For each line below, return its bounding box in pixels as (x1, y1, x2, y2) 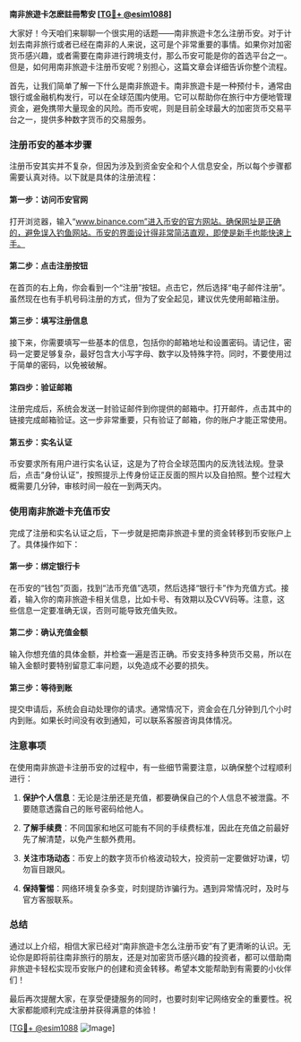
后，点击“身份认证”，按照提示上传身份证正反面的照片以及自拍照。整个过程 (9, 470, 284, 481)
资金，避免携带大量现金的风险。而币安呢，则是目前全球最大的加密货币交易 (9, 103, 284, 113)
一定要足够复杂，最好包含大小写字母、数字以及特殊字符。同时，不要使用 (16, 348, 284, 359)
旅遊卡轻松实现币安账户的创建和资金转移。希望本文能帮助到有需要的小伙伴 (16, 963, 292, 974)
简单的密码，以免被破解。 (16, 359, 112, 370)
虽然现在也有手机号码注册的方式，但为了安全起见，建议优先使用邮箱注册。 (9, 293, 284, 304)
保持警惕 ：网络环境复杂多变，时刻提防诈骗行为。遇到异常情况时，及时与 (21, 882, 289, 893)
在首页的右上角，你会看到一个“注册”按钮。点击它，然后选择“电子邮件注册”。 (9, 282, 290, 292)
